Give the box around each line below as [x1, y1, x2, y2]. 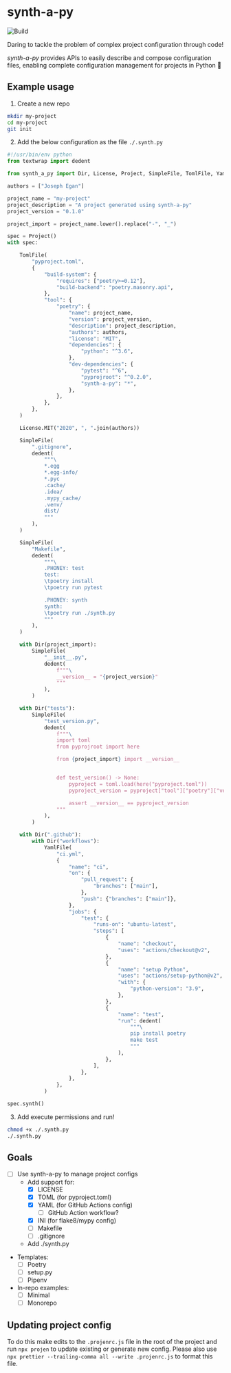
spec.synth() [7, 1100, 45, 1107]
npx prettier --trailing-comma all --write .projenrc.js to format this [7, 1352, 213, 1361]
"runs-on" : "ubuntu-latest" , [93, 921, 177, 928]
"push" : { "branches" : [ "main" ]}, [80, 895, 177, 902]
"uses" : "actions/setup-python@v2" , [118, 972, 223, 980]
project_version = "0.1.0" [7, 208, 85, 215]
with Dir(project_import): [19, 641, 97, 649]
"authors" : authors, [68, 328, 128, 335]
